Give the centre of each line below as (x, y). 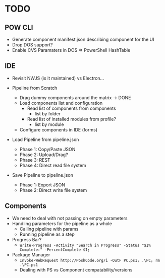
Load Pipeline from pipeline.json (45, 140)
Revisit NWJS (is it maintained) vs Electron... (58, 78)
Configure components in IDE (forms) (59, 129)
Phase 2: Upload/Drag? (44, 155)
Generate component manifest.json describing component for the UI (83, 39)
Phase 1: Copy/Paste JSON (47, 149)
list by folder (48, 113)
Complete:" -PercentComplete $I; (55, 250)
